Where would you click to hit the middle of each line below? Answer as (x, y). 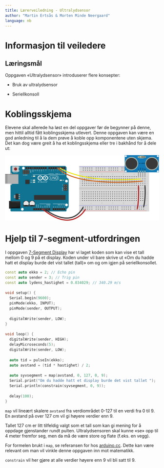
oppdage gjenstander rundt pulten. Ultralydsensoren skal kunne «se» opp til (82, 430)
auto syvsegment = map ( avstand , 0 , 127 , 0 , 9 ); (59, 375)
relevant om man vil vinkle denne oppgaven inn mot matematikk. (70, 450)
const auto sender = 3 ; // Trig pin (42, 277)
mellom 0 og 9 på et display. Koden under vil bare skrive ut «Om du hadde (80, 257)
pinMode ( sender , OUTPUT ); (36, 308)
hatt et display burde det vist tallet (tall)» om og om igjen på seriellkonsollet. (81, 262)
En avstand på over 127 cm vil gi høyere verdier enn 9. (59, 416)
